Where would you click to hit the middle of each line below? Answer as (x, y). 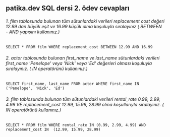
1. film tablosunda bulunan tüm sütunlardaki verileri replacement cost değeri (85, 21)
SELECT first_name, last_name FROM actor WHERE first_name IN (72, 84)
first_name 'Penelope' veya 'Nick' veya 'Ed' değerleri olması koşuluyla (79, 63)
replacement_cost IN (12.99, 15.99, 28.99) (53, 129)
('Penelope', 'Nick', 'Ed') (35, 88)
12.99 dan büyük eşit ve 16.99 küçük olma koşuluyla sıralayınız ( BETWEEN (84, 26)
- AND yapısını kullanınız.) (33, 32)
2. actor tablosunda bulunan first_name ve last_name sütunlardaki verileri (83, 58)
